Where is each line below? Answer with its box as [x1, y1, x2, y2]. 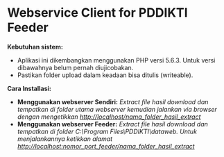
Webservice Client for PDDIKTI [7, 5, 189, 21]
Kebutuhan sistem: [7, 42, 64, 51]
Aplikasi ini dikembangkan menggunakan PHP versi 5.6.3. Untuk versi [17, 56, 216, 64]
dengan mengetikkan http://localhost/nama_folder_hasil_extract [17, 113, 201, 121]
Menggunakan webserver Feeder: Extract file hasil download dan [17, 119, 208, 128]
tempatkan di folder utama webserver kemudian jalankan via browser [17, 105, 217, 113]
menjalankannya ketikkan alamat [17, 134, 113, 143]
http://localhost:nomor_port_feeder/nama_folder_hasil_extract [17, 142, 196, 150]
